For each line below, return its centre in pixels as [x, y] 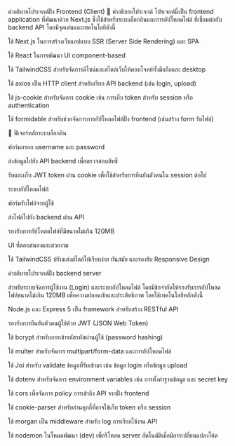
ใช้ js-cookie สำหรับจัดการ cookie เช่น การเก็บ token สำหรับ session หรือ [101, 97]
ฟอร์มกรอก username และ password [56, 147]
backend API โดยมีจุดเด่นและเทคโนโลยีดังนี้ [62, 27]
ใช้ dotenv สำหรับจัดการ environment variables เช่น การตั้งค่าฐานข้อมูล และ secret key [118, 379]
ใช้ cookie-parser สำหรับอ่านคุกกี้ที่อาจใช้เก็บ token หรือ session [89, 407]
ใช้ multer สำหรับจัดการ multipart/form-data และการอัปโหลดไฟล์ [90, 351]
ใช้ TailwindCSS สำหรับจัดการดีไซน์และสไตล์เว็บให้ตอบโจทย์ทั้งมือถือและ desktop [107, 69]
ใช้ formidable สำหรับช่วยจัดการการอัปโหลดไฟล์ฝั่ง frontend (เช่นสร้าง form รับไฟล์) [111, 119]
